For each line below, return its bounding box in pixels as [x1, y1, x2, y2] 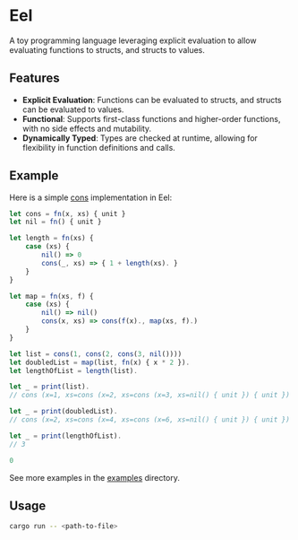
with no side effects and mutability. [21, 123, 152, 134]
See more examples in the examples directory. [9, 472, 181, 483]
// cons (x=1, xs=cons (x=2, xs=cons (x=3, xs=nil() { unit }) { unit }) [9, 391, 291, 400]
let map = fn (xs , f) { [9, 292, 94, 300]
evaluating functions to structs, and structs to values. [9, 44, 206, 55]
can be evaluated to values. [21, 104, 124, 115]
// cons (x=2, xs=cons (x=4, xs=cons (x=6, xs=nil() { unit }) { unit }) [9, 415, 291, 424]
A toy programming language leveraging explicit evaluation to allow [9, 35, 257, 46]
